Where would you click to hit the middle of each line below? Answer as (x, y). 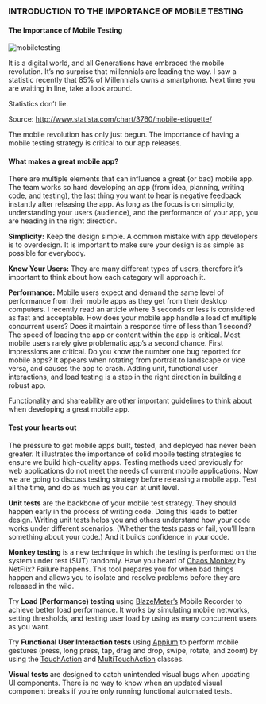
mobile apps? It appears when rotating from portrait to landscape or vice (127, 360)
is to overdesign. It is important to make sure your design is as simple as (126, 245)
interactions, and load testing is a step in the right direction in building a (125, 377)
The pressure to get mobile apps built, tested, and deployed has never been (132, 445)
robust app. (27, 385)
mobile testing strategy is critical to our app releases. (95, 143)
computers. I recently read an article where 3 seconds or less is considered (132, 309)
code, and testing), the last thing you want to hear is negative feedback (125, 195)
